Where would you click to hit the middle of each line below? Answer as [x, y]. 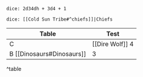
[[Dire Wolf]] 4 [113, 44]
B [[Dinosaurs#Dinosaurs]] [48, 54]
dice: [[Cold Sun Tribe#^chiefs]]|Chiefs [60, 19]
